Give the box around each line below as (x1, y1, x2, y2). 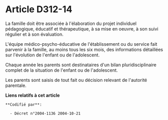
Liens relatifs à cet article (5, 92, 60, 98)
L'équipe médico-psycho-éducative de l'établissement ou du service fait (5, 41, 158, 47)
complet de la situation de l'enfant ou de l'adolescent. (5, 67, 118, 73)
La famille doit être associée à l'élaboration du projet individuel (5, 20, 136, 26)
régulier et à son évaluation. (5, 31, 64, 37)
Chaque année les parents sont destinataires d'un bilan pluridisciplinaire (5, 62, 157, 68)
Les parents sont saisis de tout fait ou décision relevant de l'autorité (5, 77, 148, 83)
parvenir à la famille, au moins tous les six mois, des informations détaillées (5, 46, 163, 52)
